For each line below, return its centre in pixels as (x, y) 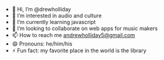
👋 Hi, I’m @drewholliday (41, 9)
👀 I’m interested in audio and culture (57, 16)
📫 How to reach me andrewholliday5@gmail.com (74, 35)
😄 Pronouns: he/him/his (42, 44)
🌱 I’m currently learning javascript (54, 22)
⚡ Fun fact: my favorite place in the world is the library (79, 50)
